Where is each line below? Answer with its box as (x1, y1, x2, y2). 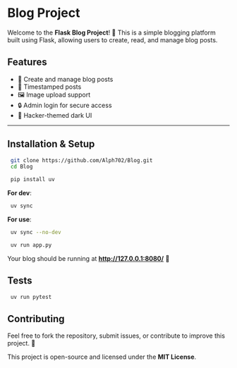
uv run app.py (10, 241, 52, 248)
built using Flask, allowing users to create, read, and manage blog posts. (7, 35, 218, 44)
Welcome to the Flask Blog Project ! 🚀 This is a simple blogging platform (7, 28, 217, 37)
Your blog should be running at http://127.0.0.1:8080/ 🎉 (7, 254, 170, 262)
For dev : (7, 189, 32, 197)
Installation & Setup (7, 138, 95, 150)
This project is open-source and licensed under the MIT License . (7, 352, 197, 361)
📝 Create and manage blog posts (17, 75, 114, 83)
